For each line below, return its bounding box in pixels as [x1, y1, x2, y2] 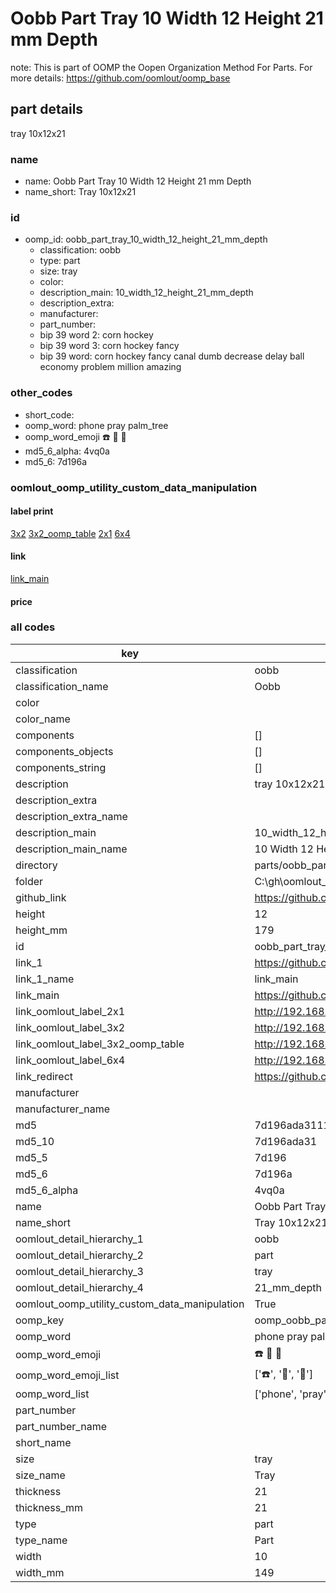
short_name [15, 1435, 72, 1449]
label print [10, 505, 54, 517]
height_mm [15, 923, 68, 937]
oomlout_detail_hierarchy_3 [15, 1264, 144, 1278]
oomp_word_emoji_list [15, 1368, 120, 1382]
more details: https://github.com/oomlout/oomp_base [10, 72, 231, 84]
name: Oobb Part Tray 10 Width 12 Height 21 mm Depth [24, 175, 252, 187]
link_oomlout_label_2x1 [15, 1004, 126, 1018]
